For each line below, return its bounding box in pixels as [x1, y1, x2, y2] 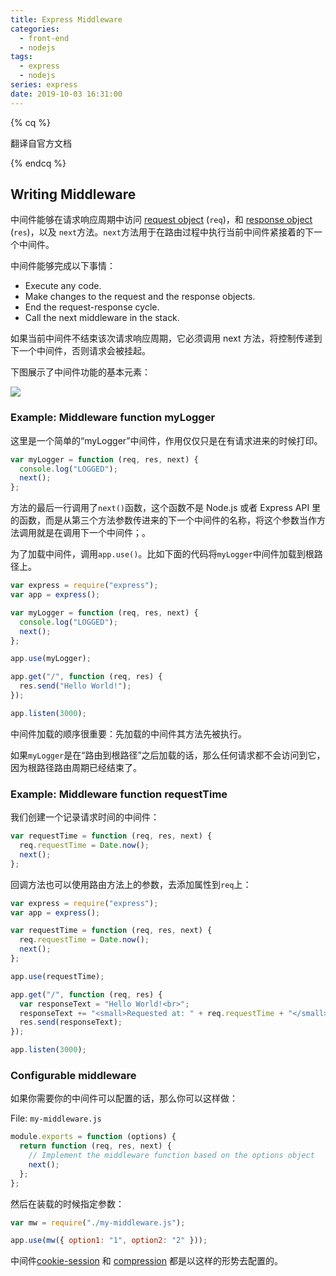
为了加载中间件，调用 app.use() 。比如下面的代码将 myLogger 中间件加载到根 [10, 548, 315, 560]
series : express [10, 80, 78, 90]
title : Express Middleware [10, 14, 123, 25]
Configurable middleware [10, 1068, 137, 1082]
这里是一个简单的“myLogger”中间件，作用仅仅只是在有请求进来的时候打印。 [10, 434, 323, 446]
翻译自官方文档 [10, 137, 72, 149]
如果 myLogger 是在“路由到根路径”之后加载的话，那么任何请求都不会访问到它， [10, 749, 326, 761]
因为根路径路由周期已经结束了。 [10, 761, 142, 773]
